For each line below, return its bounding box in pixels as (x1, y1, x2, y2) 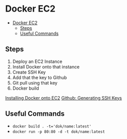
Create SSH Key (12, 69, 46, 75)
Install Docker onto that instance (12, 63, 80, 69)
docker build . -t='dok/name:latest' (12, 124, 92, 129)
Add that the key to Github (12, 74, 67, 81)
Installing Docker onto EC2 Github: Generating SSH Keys (5, 95, 122, 101)
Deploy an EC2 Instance (12, 58, 63, 64)
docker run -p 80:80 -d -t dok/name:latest (12, 129, 105, 134)
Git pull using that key (12, 80, 58, 86)
